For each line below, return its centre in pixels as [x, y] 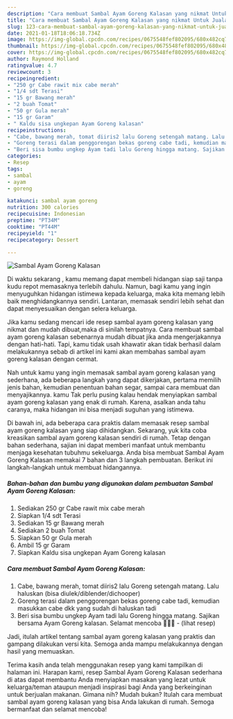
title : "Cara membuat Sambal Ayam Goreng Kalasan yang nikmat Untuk [108, 20]
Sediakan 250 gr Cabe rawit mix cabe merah [81, 508]
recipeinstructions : [37, 130]
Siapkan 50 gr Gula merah [54, 538]
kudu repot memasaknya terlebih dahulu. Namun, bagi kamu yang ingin [109, 287]
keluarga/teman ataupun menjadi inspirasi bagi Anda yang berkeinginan [110, 687]
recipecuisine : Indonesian [46, 214]
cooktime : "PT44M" [34, 227]
